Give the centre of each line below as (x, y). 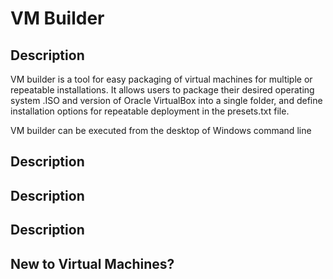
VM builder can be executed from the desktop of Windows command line (161, 130)
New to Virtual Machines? (92, 263)
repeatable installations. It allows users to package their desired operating (162, 90)
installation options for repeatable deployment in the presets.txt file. (150, 111)
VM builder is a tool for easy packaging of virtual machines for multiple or (161, 79)
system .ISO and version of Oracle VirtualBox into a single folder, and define (166, 100)
